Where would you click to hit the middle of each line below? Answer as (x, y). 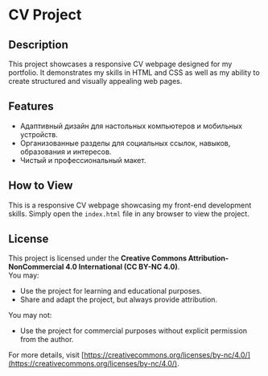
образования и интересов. (66, 152)
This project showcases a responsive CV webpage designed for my (120, 64)
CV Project (45, 15)
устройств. (39, 134)
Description (38, 45)
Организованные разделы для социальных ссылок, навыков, (125, 143)
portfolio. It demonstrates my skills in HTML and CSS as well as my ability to (134, 73)
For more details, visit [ (46, 355)
